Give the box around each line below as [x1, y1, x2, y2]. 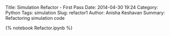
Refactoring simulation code [5, 15, 65, 21]
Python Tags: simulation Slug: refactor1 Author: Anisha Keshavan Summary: [5, 10, 165, 16]
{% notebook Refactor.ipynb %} [5, 25, 73, 31]
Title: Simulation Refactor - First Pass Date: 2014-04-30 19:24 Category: [5, 5, 158, 10]
